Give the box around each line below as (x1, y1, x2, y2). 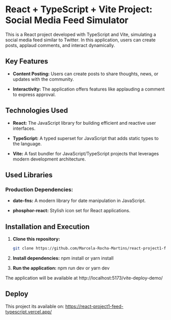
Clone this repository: (12, 236, 60, 242)
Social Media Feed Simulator (5, 14, 129, 26)
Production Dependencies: (5, 186, 74, 193)
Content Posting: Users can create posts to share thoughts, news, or (12, 71, 159, 77)
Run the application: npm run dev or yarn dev (12, 265, 110, 271)
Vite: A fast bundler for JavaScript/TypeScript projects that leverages (12, 150, 159, 156)
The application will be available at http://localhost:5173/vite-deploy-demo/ (5, 275, 163, 281)
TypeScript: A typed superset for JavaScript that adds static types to (12, 135, 159, 141)
